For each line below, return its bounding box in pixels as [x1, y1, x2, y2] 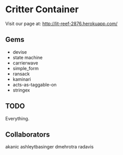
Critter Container [5, 4, 79, 15]
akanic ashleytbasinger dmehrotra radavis [5, 144, 94, 150]
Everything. [5, 115, 30, 121]
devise [12, 49, 27, 55]
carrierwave [12, 60, 38, 66]
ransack [12, 71, 30, 77]
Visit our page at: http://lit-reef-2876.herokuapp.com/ [5, 20, 118, 27]
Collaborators [5, 130, 50, 139]
